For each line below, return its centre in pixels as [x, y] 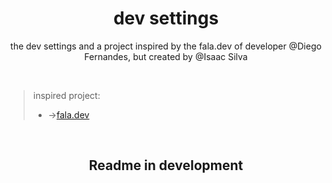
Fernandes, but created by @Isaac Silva [166, 56]
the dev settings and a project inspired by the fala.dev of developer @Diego [166, 46]
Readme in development [166, 165]
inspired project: [66, 95]
